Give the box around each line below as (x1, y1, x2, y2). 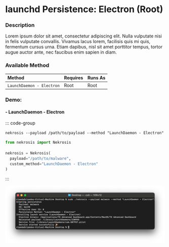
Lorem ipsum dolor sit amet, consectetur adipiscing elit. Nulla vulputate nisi (5, 33, 162, 39)
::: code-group (5, 120, 35, 126)
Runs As (87, 75, 106, 81)
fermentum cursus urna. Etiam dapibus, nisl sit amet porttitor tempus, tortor (5, 44, 163, 50)
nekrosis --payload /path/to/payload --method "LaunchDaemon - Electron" (5, 131, 164, 136)
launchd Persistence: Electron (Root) (5, 4, 163, 15)
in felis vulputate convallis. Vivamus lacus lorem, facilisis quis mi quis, (5, 38, 151, 45)
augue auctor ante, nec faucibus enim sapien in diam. (5, 49, 117, 55)
